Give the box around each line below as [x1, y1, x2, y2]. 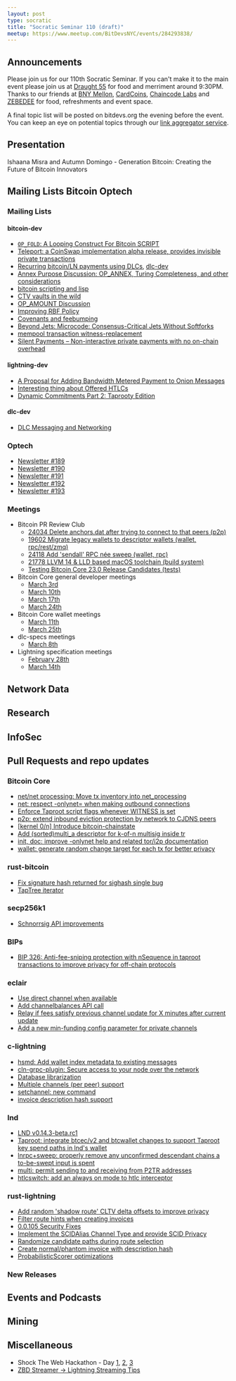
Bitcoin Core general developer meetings [17, 572, 136, 582]
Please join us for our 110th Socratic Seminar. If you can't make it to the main [7, 75, 229, 83]
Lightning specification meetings [17, 648, 112, 656]
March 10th [27, 588, 61, 596]
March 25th [27, 625, 62, 634]
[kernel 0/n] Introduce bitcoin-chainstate [17, 822, 136, 830]
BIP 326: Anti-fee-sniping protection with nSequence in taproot [17, 953, 201, 962]
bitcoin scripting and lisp [17, 285, 89, 293]
